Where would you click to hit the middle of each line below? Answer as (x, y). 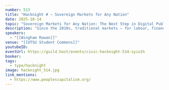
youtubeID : (17, 47)
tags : (11, 61)
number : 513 (18, 10)
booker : (13, 56)
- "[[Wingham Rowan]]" (33, 38)
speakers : (16, 33)
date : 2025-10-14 (23, 19)
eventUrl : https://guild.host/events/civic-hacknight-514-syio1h (75, 51)
